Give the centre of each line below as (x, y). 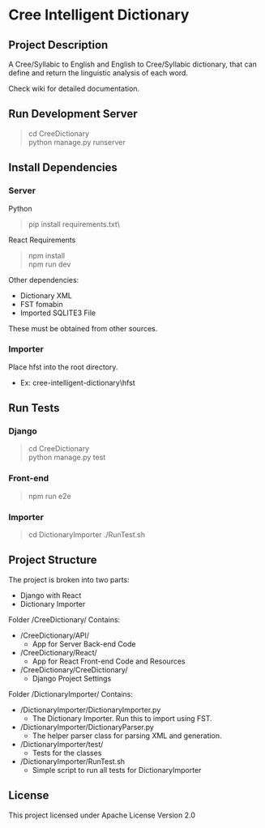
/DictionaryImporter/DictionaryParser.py (87, 727)
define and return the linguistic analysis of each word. (98, 73)
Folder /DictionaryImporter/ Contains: (71, 694)
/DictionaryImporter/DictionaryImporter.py (90, 710)
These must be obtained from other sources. (83, 328)
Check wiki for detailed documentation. (74, 88)
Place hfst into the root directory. (63, 367)
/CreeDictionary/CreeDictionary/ (74, 669)
